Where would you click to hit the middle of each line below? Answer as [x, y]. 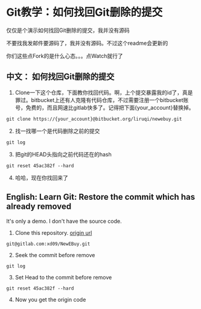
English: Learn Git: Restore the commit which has [101, 197]
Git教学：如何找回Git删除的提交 [85, 12]
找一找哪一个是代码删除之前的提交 [57, 131]
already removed [39, 207]
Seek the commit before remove [55, 255]
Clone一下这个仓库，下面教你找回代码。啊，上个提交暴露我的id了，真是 [104, 92]
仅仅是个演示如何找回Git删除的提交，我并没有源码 [68, 30]
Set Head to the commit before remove [63, 277]
